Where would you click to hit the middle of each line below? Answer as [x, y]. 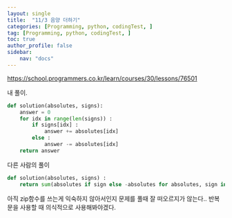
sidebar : [20, 53]
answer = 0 [35, 112]
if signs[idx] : [55, 125]
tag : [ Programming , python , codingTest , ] [69, 33]
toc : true [21, 39]
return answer [40, 151]
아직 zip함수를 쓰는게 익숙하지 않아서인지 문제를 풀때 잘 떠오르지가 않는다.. [107, 199]
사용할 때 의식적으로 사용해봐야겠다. [68, 207]
